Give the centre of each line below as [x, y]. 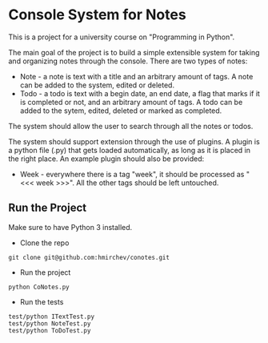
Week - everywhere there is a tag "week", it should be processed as [132, 174]
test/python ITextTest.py [51, 317]
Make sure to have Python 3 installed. [70, 227]
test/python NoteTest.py [50, 323]
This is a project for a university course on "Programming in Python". [122, 37]
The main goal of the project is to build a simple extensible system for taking [134, 52]
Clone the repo [44, 243]
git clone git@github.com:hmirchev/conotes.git [89, 257]
